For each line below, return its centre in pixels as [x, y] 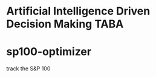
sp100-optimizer [49, 52]
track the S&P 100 [28, 69]
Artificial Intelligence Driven [78, 11]
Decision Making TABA [65, 24]
